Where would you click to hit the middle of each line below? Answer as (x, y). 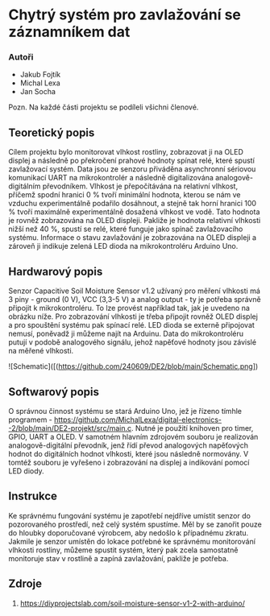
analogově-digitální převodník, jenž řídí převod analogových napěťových (128, 445)
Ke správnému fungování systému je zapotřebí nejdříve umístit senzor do (130, 515)
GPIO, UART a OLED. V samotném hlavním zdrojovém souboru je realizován (133, 436)
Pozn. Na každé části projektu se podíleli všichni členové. (104, 107)
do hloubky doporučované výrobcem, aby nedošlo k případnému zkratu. (129, 532)
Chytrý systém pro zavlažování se (125, 15)
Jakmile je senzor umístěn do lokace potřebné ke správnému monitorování (132, 541)
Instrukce (33, 496)
